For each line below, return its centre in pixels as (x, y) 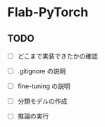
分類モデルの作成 (42, 101)
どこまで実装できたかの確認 (58, 56)
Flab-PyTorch (48, 12)
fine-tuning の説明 (44, 86)
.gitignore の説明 (42, 71)
